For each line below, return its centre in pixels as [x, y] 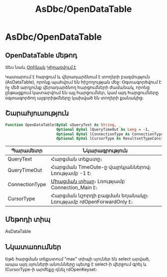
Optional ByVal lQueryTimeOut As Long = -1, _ [105, 129]
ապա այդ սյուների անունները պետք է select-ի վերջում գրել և [76, 264]
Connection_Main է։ [74, 188]
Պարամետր [27, 151]
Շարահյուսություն [37, 113]
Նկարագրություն [105, 151]
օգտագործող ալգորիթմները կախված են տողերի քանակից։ [75, 98]
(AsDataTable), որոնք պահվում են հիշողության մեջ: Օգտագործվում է [83, 82]
